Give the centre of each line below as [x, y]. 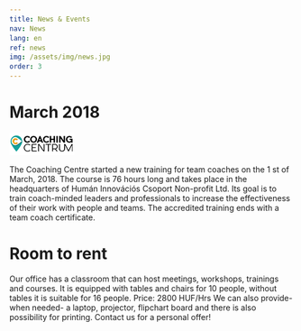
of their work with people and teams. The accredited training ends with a [144, 207]
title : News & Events [50, 19]
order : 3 [26, 67]
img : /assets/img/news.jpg [60, 57]
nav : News [28, 28]
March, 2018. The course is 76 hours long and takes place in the [128, 179]
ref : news [28, 48]
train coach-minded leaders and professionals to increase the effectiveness [150, 198]
